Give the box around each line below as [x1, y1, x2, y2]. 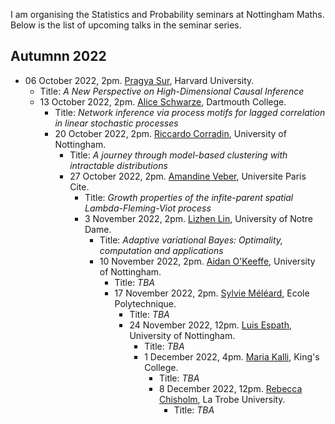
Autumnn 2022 [10, 48, 107, 65]
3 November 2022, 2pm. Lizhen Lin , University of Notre [84, 212, 313, 224]
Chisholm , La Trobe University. [158, 393, 286, 405]
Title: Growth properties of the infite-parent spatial [84, 191, 294, 203]
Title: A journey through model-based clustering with [69, 149, 288, 161]
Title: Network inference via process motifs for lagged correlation [54, 106, 326, 118]
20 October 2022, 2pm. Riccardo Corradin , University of [54, 127, 287, 139]
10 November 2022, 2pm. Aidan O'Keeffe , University [99, 255, 316, 267]
